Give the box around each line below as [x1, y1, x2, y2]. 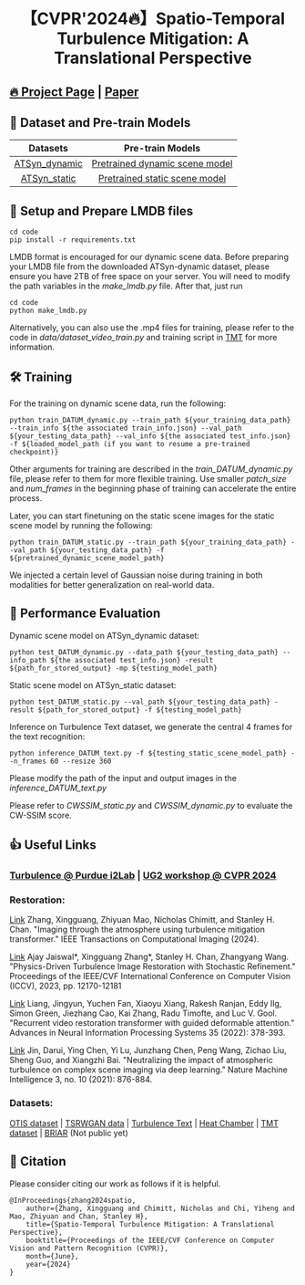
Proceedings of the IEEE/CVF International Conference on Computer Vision [9, 971, 291, 982]
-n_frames [9, 757, 47, 766]
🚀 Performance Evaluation [9, 606, 161, 622]
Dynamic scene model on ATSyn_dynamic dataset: [9, 630, 200, 641]
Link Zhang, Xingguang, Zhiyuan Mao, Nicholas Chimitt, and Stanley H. [9, 914, 275, 925]
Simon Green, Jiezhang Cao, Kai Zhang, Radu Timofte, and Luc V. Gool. [9, 1008, 278, 1019]
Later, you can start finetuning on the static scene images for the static [9, 510, 275, 521]
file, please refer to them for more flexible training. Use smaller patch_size [9, 474, 287, 485]
